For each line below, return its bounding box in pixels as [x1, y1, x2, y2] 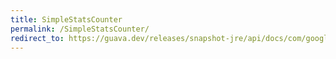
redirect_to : [10, 33, 65, 43]
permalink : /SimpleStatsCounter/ [10, 24, 150, 34]
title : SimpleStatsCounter [10, 14, 123, 25]
